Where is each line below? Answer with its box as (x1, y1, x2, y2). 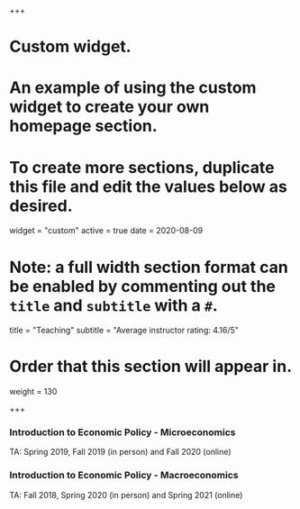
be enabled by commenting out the (9, 276, 277, 296)
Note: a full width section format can (9, 257, 288, 277)
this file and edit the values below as (9, 177, 288, 196)
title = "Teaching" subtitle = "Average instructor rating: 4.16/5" (9, 325, 239, 336)
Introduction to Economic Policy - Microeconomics (9, 426, 236, 439)
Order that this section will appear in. (9, 357, 293, 377)
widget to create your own (9, 96, 210, 117)
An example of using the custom (9, 77, 257, 98)
